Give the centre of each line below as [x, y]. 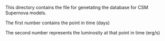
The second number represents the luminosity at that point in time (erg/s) [83, 33]
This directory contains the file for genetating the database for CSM [77, 7]
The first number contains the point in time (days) [58, 23]
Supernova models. [26, 13]
